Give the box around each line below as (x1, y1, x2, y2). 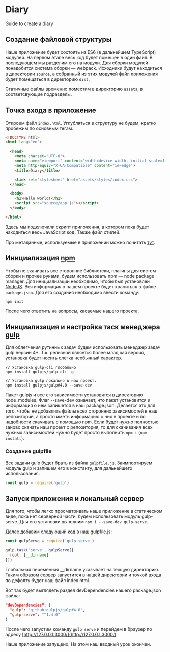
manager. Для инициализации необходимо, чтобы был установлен (5, 278, 150, 284)
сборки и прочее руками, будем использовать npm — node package (5, 273, 154, 279)
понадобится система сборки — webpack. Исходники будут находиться (5, 65, 162, 71)
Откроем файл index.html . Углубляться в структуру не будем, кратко (5, 119, 156, 126)
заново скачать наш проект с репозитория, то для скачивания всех (5, 424, 153, 430)
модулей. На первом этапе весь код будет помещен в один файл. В (5, 54, 153, 60)
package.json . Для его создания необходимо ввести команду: (5, 289, 140, 295)
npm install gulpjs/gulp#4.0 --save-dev (5, 383, 93, 388)
